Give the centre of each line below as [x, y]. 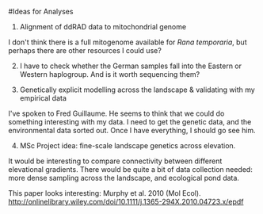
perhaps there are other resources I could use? [85, 50]
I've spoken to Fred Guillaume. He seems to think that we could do [116, 113]
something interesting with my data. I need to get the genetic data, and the [130, 122]
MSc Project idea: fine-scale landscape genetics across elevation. [128, 145]
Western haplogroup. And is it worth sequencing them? [110, 74]
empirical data [43, 98]
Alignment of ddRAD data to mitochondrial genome [103, 27]
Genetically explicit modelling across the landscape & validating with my [137, 90]
